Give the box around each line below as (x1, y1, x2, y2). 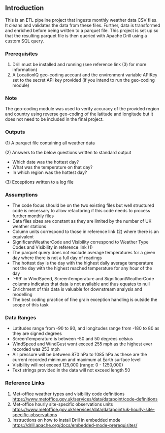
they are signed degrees (12, 331, 62, 336)
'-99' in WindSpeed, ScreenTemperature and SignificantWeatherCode (12, 276, 154, 281)
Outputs (5, 129, 26, 135)
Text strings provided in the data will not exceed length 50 (12, 367, 131, 373)
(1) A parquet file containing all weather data (5, 140, 95, 146)
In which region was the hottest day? (12, 169, 87, 175)
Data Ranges (5, 314, 36, 321)
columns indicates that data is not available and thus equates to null (12, 281, 150, 287)
